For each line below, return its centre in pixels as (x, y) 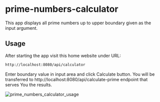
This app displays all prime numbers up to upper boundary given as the (78, 23)
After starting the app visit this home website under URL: (63, 55)
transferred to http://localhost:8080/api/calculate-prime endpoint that (77, 79)
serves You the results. (29, 85)
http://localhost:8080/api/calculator (45, 65)
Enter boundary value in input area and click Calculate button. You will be (80, 74)
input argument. (22, 28)
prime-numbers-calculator (62, 9)
